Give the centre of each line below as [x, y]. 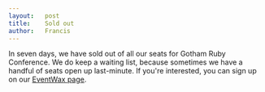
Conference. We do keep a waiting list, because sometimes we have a [126, 62]
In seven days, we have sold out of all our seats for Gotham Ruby [117, 54]
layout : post [34, 16]
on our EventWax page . [48, 79]
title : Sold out [41, 23]
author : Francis [39, 31]
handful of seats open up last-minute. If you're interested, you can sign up [133, 71]
